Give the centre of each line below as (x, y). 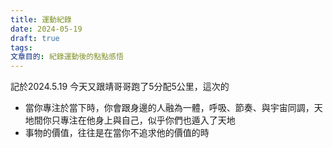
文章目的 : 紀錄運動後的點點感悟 (67, 57)
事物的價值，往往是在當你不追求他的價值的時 (117, 133)
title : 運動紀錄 (41, 19)
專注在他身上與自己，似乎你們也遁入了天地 (147, 120)
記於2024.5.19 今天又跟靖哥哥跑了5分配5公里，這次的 (120, 87)
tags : (21, 47)
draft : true (35, 38)
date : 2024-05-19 (46, 29)
